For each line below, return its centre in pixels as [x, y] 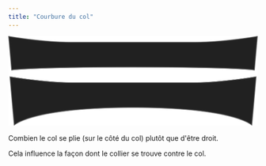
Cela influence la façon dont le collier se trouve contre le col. [107, 153]
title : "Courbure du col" [51, 17]
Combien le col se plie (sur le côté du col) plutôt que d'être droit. [114, 138]
